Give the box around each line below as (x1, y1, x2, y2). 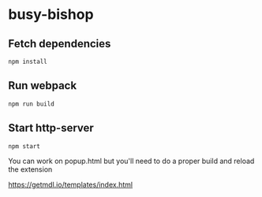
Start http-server (8, 121, 95, 135)
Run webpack (8, 79, 77, 92)
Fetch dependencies (8, 37, 111, 50)
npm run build (8, 100, 55, 108)
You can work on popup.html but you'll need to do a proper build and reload (8, 156, 255, 165)
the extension (8, 164, 53, 174)
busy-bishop (8, 6, 94, 24)
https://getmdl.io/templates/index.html (8, 180, 133, 189)
